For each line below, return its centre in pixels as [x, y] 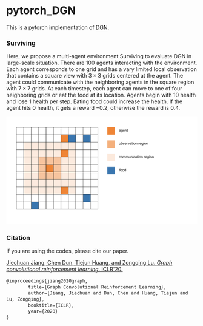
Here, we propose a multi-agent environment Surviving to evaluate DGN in [99, 56]
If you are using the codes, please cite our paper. [68, 251]
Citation [18, 237]
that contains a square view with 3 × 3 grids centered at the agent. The [95, 76]
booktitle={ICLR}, [51, 305]
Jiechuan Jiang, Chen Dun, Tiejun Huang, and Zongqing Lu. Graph [89, 263]
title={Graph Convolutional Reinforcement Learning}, [97, 287]
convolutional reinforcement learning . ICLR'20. [65, 269]
